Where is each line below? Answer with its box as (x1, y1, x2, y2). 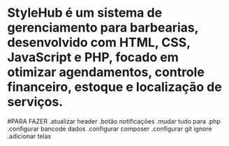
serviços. (7, 94, 64, 110)
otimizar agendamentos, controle (7, 64, 205, 80)
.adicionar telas (7, 131, 52, 140)
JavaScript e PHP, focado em (7, 50, 179, 66)
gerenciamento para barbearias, (7, 20, 199, 36)
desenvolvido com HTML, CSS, (7, 35, 191, 50)
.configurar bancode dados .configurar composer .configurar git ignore (7, 124, 212, 133)
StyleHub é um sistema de (7, 5, 163, 21)
